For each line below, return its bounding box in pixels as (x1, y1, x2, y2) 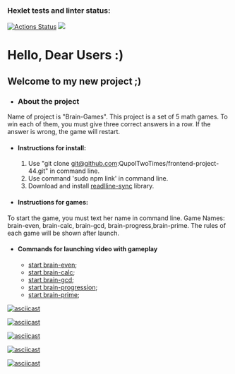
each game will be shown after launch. (7, 229, 120, 237)
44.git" (28, 167, 49, 175)
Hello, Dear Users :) (7, 47, 124, 64)
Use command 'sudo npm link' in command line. (28, 174, 169, 183)
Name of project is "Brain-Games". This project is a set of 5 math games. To (7, 112, 228, 121)
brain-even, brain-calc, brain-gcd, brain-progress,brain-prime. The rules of (7, 221, 227, 229)
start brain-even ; (28, 260, 78, 269)
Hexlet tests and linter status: (7, 6, 111, 16)
